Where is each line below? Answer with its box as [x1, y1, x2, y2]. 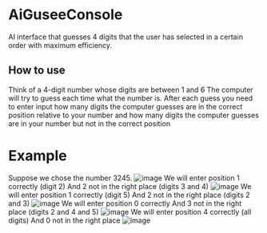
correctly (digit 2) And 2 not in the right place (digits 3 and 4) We [8, 181, 252, 191]
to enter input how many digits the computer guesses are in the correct [8, 101, 243, 111]
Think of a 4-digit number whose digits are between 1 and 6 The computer [8, 85, 253, 94]
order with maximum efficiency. [8, 40, 113, 49]
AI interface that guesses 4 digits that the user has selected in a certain [8, 32, 244, 41]
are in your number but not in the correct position [8, 118, 170, 128]
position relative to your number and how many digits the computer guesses [8, 110, 260, 120]
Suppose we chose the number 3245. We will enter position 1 [8, 173, 240, 183]
